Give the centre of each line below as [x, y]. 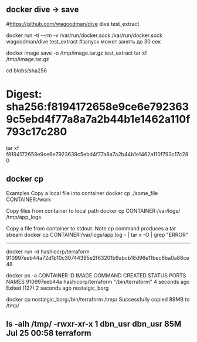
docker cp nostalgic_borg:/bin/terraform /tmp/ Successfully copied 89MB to [98, 299]
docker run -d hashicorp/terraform [48, 252]
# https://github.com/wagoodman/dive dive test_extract [73, 24]
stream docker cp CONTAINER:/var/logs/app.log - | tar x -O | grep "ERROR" [97, 234]
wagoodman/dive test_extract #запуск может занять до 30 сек [84, 41]
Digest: [24, 94]
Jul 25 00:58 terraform [49, 333]
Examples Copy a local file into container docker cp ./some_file [82, 193]
